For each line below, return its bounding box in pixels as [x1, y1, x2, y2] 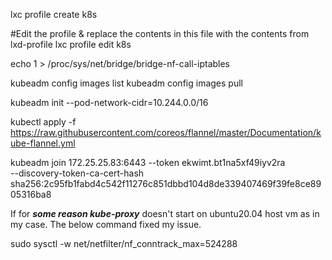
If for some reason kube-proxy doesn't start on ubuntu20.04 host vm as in [10, 208, 320, 219]
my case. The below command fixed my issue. [10, 219, 202, 230]
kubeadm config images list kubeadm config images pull [10, 77, 243, 89]
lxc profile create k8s [10, 9, 98, 20]
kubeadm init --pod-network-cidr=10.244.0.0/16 [10, 97, 209, 108]
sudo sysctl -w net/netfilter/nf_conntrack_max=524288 [10, 238, 238, 249]
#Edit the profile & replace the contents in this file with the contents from [10, 28, 310, 39]
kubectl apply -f [10, 116, 77, 128]
